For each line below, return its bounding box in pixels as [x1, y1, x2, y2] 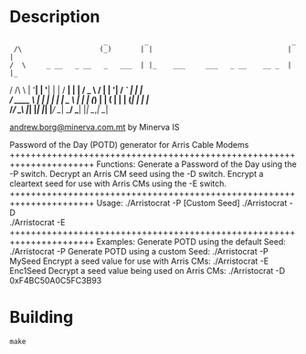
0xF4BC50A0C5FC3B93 [9, 275, 102, 286]
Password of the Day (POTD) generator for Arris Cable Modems [9, 139, 249, 150]
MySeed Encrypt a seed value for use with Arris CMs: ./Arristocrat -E [9, 255, 269, 266]
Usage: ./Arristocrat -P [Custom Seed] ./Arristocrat [96, 197, 288, 208]
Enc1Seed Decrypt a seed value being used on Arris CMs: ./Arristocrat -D [9, 265, 286, 276]
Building [9, 307, 74, 328]
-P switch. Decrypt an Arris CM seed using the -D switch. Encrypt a [9, 168, 264, 179]
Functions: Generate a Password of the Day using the [96, 158, 297, 170]
